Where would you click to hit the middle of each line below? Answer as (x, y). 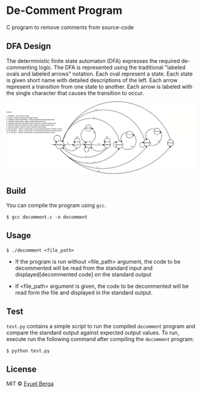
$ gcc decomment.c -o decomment (47, 217)
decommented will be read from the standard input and (84, 268)
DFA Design (29, 46)
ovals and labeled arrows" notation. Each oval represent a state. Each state (99, 74)
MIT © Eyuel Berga (30, 384)
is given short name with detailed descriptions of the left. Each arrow (92, 80)
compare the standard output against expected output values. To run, (93, 333)
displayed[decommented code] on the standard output (83, 274)
